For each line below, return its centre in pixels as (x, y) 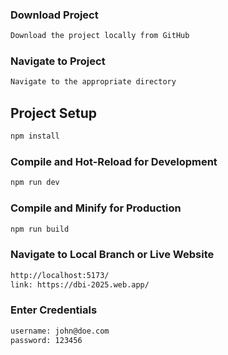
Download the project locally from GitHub (100, 36)
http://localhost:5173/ (60, 275)
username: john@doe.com (60, 331)
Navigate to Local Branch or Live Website (112, 255)
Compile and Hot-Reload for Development (114, 161)
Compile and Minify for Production (96, 208)
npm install (35, 136)
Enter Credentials (54, 310)
